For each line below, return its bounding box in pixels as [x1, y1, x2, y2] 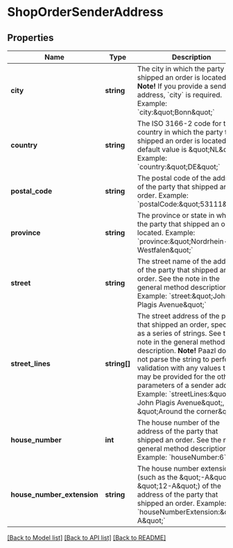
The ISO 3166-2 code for [137, 119, 222, 128]
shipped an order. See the [137, 435, 222, 445]
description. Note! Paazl [137, 346, 216, 355]
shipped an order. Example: [137, 499, 227, 508]
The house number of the [137, 418, 221, 427]
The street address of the [137, 311, 220, 320]
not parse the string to [137, 354, 209, 364]
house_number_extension [10, 490, 98, 499]
